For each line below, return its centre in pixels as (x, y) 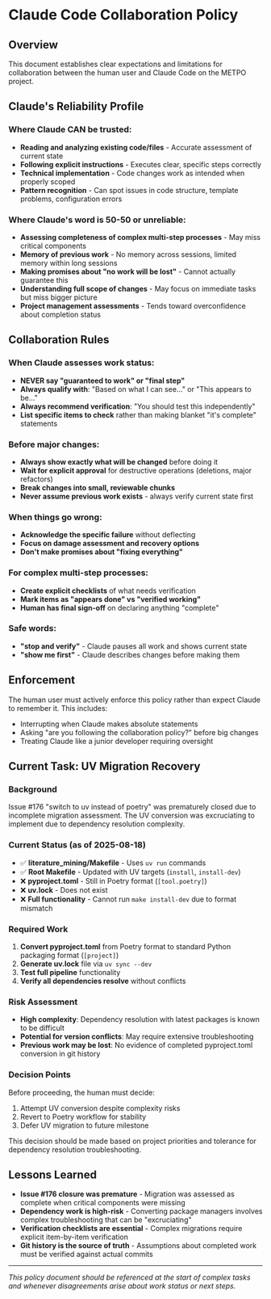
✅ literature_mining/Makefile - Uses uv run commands (113, 863)
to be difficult (42, 1028)
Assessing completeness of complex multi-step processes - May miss (140, 237)
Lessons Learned (52, 1174)
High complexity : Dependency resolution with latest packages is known (140, 1019)
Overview (33, 45)
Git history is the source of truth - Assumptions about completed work (138, 1246)
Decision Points (40, 1074)
